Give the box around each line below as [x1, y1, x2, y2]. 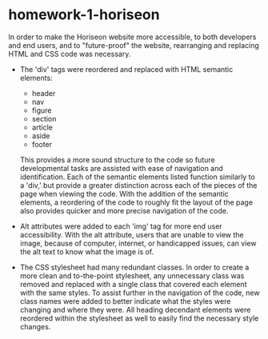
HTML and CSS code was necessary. [8, 49, 131, 58]
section [31, 114, 57, 123]
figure [31, 106, 52, 115]
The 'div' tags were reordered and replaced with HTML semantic [19, 64, 234, 74]
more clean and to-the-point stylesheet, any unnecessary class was [19, 270, 245, 281]
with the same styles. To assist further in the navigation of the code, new [19, 288, 260, 297]
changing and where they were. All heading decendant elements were [19, 305, 251, 314]
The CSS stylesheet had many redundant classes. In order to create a [19, 262, 250, 272]
